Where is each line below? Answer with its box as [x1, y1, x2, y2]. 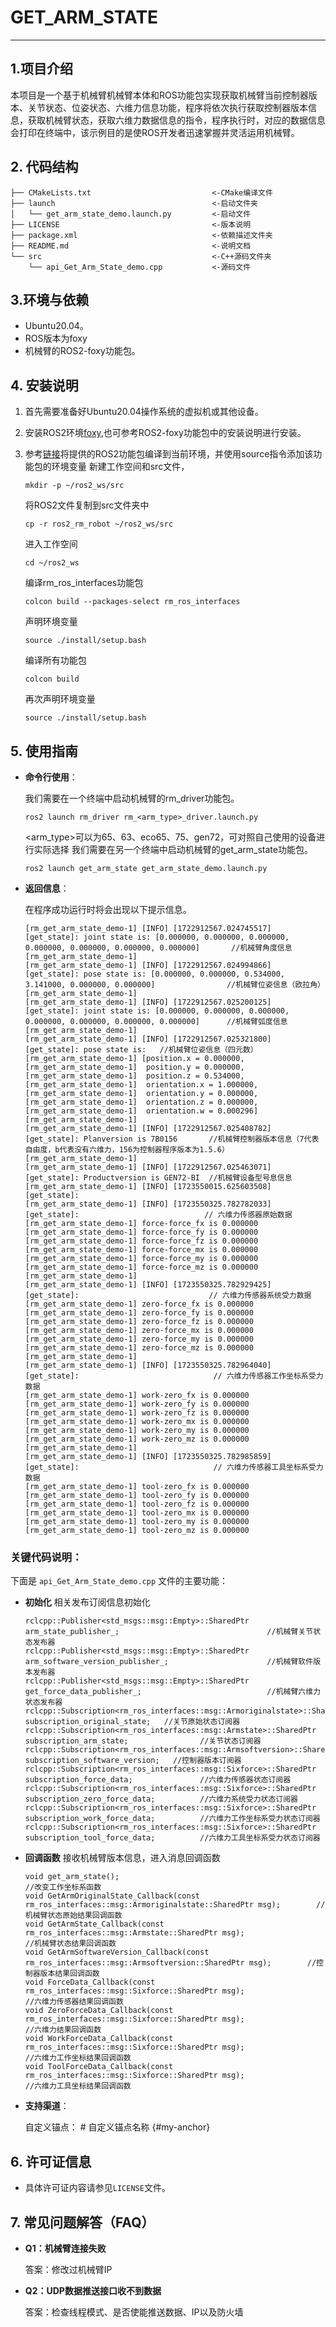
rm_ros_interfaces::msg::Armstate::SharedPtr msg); [24, 1928, 245, 1938]
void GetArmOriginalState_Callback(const [24, 1891, 200, 1901]
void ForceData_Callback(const [24, 1977, 156, 1988]
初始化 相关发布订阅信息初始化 [24, 1596, 151, 1608]
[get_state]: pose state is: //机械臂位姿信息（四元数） [24, 1045, 258, 1055]
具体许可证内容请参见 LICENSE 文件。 [24, 2182, 171, 2194]
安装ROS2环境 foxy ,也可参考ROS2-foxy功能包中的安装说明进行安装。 [24, 427, 307, 439]
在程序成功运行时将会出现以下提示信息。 [24, 904, 192, 915]
